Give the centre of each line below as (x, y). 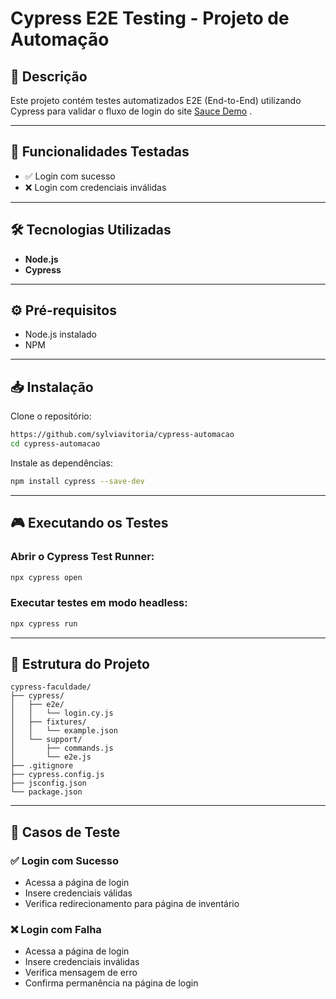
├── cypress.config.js (57, 775)
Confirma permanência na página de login (111, 983)
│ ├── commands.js (62, 748)
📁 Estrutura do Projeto (80, 664)
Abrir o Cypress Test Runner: (82, 557)
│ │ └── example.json (64, 731)
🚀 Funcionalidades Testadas (100, 152)
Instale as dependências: (62, 463)
